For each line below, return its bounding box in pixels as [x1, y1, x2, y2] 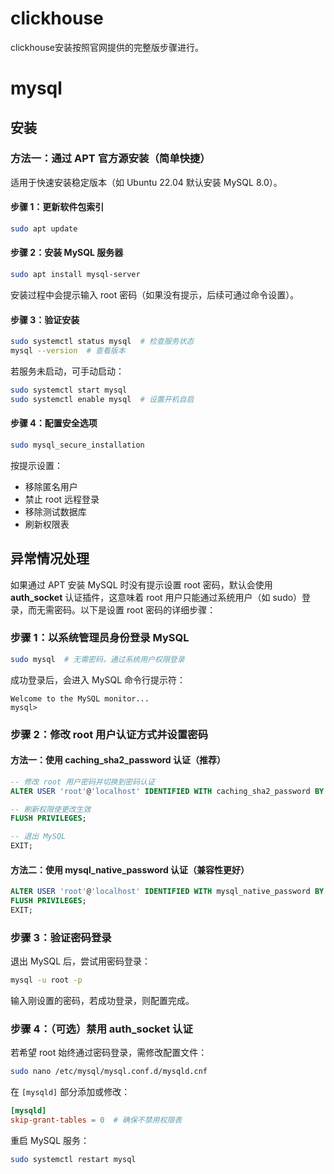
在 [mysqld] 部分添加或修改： [10, 1086, 131, 1098]
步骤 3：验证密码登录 [10, 930, 112, 944]
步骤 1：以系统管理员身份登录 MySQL [10, 631, 190, 645]
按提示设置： [10, 459, 63, 471]
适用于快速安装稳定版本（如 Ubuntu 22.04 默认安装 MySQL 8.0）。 [10, 176, 283, 188]
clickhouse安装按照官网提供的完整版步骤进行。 [10, 41, 204, 53]
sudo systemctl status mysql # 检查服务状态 [10, 337, 195, 347]
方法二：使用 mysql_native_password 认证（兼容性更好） [10, 863, 250, 876]
